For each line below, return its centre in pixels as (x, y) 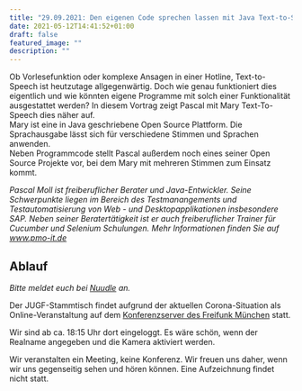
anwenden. (30, 144)
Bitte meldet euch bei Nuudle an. (70, 287)
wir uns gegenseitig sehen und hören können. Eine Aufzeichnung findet (142, 368)
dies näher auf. (67, 115)
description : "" (40, 51)
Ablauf (29, 266)
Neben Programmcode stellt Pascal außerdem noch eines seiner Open (140, 153)
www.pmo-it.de (38, 238)
